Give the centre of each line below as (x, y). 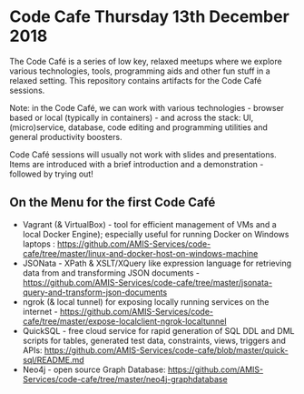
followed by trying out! (51, 174)
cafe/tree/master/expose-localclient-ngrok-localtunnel (124, 321)
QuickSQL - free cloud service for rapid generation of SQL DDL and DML (158, 330)
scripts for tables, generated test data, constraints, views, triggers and (154, 340)
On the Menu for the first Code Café (113, 202)
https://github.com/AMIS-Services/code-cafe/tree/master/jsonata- (147, 282)
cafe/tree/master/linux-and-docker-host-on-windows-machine (140, 253)
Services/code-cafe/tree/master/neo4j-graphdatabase (125, 379)
